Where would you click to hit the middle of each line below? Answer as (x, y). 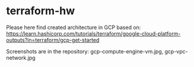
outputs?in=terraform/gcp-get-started (53, 40)
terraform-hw (41, 11)
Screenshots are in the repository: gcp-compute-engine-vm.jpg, (85, 51)
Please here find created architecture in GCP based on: (74, 27)
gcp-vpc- (176, 51)
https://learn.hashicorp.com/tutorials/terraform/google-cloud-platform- (93, 33)
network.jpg (21, 58)
